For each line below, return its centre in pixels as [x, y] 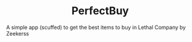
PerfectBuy [100, 11]
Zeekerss [18, 33]
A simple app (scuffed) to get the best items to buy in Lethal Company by [96, 27]
